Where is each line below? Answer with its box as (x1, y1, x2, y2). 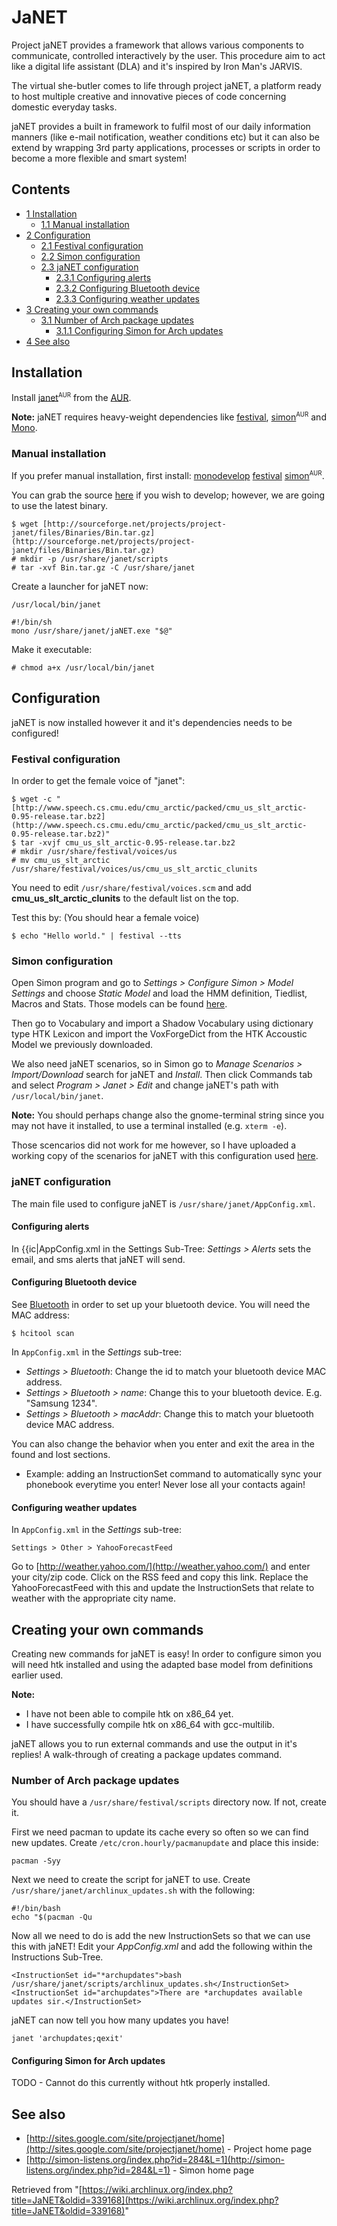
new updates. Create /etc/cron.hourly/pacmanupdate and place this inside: (11, 1837, 319, 1849)
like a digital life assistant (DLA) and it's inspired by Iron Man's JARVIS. (11, 60, 303, 72)
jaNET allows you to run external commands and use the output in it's (11, 1737, 298, 1750)
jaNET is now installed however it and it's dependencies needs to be (11, 716, 293, 728)
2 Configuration (25, 229, 91, 241)
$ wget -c (11, 794, 53, 804)
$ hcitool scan (11, 1328, 75, 1338)
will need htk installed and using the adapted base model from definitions (11, 1658, 314, 1670)
